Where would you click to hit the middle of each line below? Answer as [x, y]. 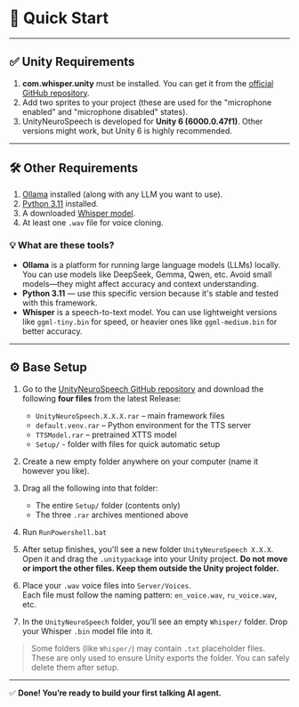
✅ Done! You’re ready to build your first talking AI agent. [115, 693]
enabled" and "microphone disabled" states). [105, 111]
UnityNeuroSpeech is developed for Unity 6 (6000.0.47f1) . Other [142, 121]
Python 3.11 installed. [60, 203]
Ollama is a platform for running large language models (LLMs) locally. [151, 264]
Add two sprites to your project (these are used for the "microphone [147, 102]
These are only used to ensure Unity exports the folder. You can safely [160, 657]
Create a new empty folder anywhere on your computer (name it [140, 461]
